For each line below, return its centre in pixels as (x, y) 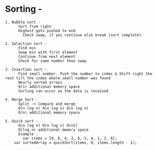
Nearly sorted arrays (40, 82)
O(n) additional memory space (49, 112)
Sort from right (35, 26)
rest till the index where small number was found (58, 78)
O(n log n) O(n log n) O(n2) (48, 125)
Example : (28, 134)
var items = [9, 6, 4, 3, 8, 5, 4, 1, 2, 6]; (70, 138)
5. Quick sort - (22, 121)
